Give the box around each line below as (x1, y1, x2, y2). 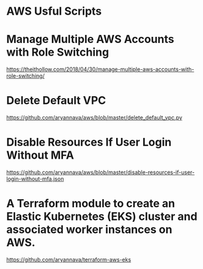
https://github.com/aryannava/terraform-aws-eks (6, 256, 131, 263)
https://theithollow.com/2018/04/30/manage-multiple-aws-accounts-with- (6, 66, 194, 73)
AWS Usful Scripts (6, 4, 102, 18)
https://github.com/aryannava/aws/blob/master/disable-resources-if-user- (6, 169, 195, 176)
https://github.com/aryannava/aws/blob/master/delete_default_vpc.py (6, 114, 182, 121)
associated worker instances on (6, 222, 172, 237)
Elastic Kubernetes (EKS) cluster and (6, 210, 197, 224)
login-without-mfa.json (6, 175, 64, 182)
